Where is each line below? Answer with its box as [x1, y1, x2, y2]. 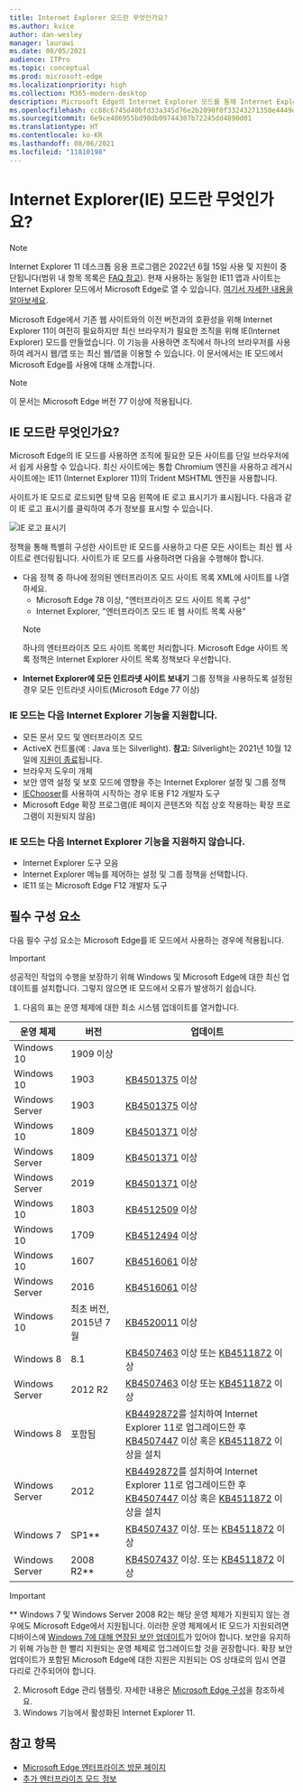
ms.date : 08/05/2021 [9, 47, 87, 56]
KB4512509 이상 [124, 1202, 198, 1215]
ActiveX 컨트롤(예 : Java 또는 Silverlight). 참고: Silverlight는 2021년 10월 [22, 742, 282, 754]
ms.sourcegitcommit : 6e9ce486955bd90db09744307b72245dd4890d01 [9, 114, 252, 123]
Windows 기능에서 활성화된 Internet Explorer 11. [22, 1707, 196, 1718]
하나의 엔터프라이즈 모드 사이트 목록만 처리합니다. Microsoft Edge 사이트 [22, 643, 280, 654]
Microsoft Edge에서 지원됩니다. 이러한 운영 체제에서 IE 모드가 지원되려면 [32, 1620, 289, 1630]
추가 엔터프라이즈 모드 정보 [22, 1773, 117, 1784]
